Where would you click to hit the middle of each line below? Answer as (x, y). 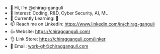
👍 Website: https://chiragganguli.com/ (50, 31)
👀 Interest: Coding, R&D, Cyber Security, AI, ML (59, 13)
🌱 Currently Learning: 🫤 (34, 18)
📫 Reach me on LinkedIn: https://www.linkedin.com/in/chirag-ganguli (82, 24)
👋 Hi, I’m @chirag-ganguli (36, 8)
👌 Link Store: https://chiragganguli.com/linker (58, 39)
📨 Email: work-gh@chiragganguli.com (49, 46)
